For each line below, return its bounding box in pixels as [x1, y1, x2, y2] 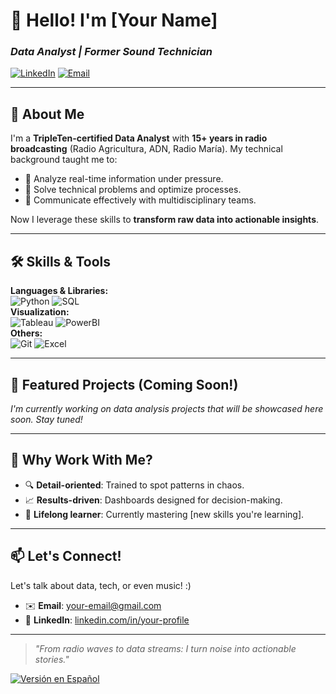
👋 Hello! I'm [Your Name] [10, 9, 218, 32]
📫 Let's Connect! [10, 548, 122, 565]
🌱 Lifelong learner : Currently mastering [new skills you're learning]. [24, 508, 305, 520]
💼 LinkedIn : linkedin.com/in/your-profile [24, 614, 190, 626]
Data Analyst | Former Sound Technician [10, 45, 213, 59]
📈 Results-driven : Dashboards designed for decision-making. [24, 494, 283, 506]
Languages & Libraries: [10, 285, 109, 297]
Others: [10, 327, 43, 339]
